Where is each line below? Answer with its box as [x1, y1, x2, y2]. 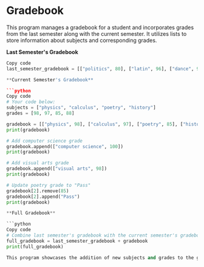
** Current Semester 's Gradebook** [6, 76, 94, 83]
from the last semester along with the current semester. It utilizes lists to [6, 30, 187, 37]
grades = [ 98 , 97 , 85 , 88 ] [6, 110, 75, 117]
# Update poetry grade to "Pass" [6, 182, 91, 188]
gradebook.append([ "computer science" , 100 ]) [6, 143, 123, 149]
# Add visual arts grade [6, 160, 69, 166]
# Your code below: [6, 99, 56, 105]
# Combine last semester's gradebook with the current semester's [6, 232, 178, 238]
